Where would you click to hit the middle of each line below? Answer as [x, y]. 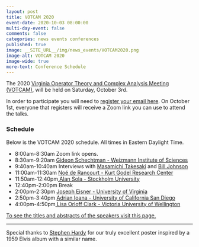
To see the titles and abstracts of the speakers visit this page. [81, 215]
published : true [26, 45]
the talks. [17, 114]
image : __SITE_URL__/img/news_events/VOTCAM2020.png [73, 50]
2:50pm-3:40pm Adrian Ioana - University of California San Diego [95, 198]
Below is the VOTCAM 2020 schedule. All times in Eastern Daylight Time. [95, 142]
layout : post [22, 12]
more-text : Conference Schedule [46, 67]
